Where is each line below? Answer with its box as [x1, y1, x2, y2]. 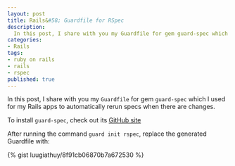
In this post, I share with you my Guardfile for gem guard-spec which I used [7, 95, 226, 103]
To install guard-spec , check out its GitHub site [7, 116, 141, 124]
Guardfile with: [7, 137, 50, 146]
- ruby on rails [7, 56, 55, 63]
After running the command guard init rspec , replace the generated [7, 129, 208, 138]
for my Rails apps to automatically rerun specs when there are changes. [7, 103, 216, 111]
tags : [7, 50, 23, 57]
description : [7, 23, 46, 30]
